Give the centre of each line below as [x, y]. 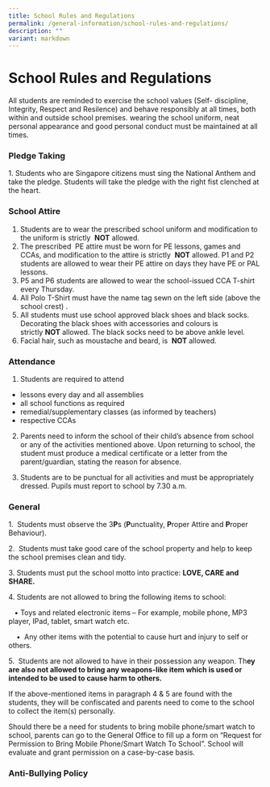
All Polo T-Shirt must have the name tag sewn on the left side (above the [140, 297]
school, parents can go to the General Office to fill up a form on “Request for [135, 735]
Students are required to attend [72, 379]
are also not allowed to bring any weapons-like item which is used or [125, 670]
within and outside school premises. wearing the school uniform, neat [124, 118]
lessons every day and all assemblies [82, 395]
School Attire [34, 211]
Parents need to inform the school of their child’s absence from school [137, 436]
